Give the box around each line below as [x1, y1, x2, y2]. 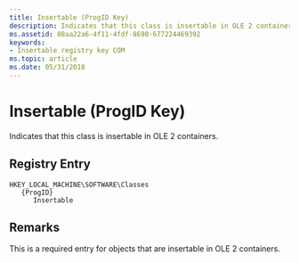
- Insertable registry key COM [9, 46, 125, 55]
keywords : [9, 37, 46, 47]
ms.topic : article [9, 54, 77, 63]
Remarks [9, 220, 61, 235]
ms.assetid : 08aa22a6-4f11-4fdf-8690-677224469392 [9, 29, 201, 38]
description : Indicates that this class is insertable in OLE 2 [9, 21, 253, 30]
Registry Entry [9, 157, 91, 172]
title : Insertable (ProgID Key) [9, 12, 129, 22]
